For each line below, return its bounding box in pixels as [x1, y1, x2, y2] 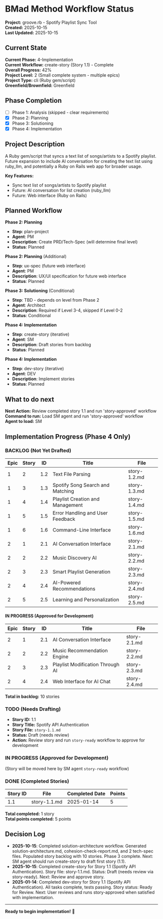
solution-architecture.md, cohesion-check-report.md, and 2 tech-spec [12, 848, 154, 854]
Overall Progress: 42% [5, 67, 52, 73]
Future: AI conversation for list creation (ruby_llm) [12, 187, 111, 193]
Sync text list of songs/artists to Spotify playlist [12, 182, 107, 188]
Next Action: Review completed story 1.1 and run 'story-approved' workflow [5, 408, 157, 414]
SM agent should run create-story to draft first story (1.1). [12, 858, 126, 864]
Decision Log [5, 830, 46, 838]
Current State [5, 44, 47, 52]
